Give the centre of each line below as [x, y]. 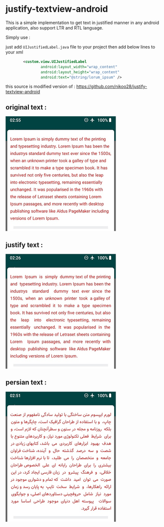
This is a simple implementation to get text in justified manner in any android [82, 23]
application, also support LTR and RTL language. [54, 27]
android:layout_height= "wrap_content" [80, 72]
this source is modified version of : [40, 86]
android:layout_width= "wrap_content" [79, 67]
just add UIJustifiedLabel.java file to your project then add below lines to [81, 47]
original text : [26, 107]
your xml [14, 52]
